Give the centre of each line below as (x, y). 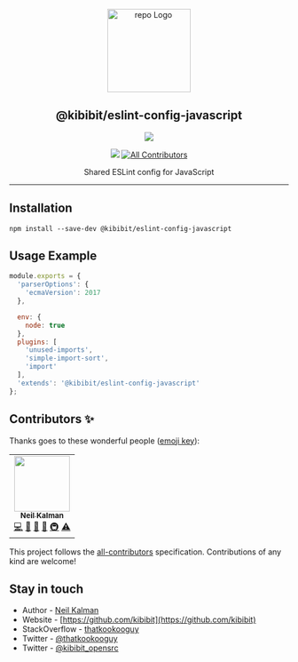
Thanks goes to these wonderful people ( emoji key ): (105, 441)
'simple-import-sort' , (67, 359)
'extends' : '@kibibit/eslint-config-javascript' (109, 383)
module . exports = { (45, 276)
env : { (29, 317)
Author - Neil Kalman (60, 610)
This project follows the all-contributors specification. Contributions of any (145, 552)
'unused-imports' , (59, 350)
